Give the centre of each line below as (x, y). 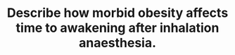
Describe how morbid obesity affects (118, 13)
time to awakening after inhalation (118, 28)
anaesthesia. (118, 43)
